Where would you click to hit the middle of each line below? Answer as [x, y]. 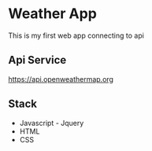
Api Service [37, 60]
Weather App [52, 14]
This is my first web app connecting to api [76, 35]
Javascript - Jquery [52, 123]
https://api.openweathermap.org [61, 79]
